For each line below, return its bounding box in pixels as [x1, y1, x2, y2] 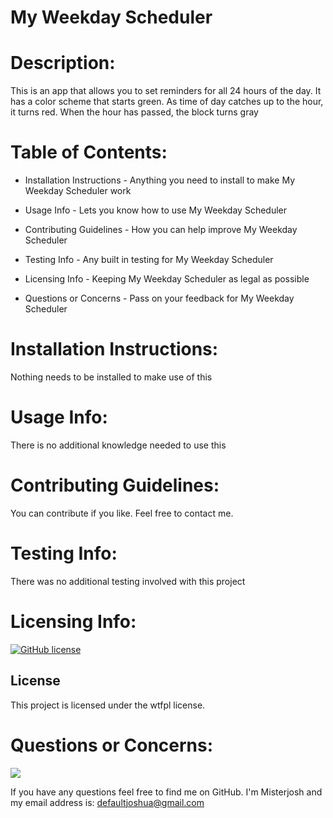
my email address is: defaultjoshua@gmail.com [10, 796, 205, 808]
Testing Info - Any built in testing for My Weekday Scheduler [24, 254, 274, 266]
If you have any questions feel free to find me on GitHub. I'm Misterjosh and [10, 786, 323, 798]
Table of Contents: [10, 141, 168, 164]
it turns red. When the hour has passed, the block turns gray [10, 106, 259, 118]
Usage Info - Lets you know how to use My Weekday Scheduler [24, 204, 287, 216]
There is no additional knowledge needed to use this [10, 439, 227, 451]
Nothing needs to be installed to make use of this [10, 371, 213, 383]
